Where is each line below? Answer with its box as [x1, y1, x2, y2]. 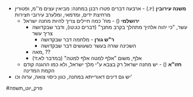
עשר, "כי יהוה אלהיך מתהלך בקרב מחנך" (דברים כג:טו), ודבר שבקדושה [32, 23, 188, 30]
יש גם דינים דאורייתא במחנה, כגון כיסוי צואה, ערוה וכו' [14, 73, 133, 80]
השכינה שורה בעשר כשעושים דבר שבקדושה [40, 42, 136, 49]
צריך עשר [32, 30, 53, 37]
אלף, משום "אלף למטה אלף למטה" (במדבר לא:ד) [32, 55, 142, 61]
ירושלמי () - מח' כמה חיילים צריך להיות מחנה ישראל [23, 18, 140, 24]
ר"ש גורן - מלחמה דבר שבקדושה [40, 36, 115, 43]
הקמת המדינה [23, 67, 55, 74]
